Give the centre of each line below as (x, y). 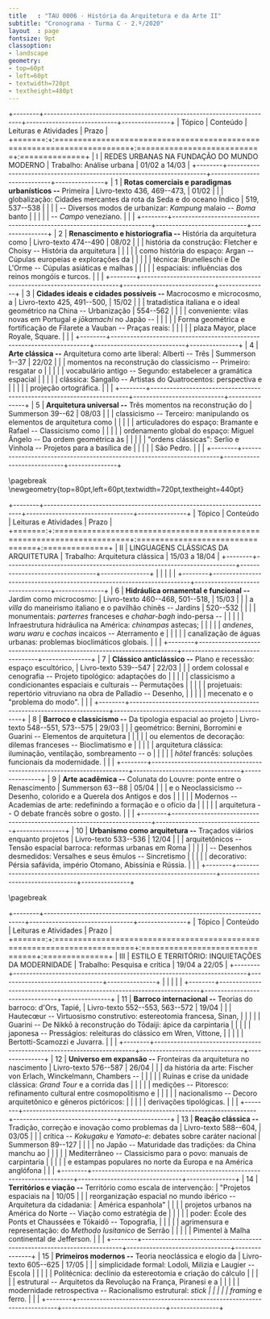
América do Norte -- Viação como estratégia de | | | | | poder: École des (128, 1213)
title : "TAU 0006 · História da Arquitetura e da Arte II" (115, 16)
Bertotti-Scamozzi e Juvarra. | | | (63, 1042)
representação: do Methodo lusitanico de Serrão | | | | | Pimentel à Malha (129, 1230)
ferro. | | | (24, 1299)
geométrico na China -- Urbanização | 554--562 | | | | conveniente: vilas (128, 311)
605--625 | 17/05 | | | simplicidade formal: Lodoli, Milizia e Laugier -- (141, 1265)
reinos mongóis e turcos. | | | (56, 277)
